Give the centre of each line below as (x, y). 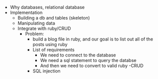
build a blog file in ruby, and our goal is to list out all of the (93, 39)
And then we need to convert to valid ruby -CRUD (92, 65)
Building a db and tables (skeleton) (54, 18)
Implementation (26, 12)
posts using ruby (50, 44)
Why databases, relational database (47, 7)
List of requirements (54, 50)
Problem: (35, 34)
